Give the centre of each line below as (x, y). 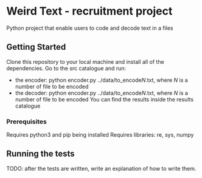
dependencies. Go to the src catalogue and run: (66, 68)
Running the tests (40, 154)
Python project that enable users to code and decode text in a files (90, 28)
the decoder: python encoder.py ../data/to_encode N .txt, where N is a (102, 93)
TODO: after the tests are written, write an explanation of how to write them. (101, 168)
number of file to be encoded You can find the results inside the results (104, 99)
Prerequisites (26, 122)
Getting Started (36, 47)
